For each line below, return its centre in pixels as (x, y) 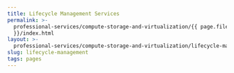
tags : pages (24, 59)
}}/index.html (34, 33)
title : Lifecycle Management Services (63, 14)
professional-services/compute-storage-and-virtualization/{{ (106, 26)
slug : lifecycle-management (48, 53)
